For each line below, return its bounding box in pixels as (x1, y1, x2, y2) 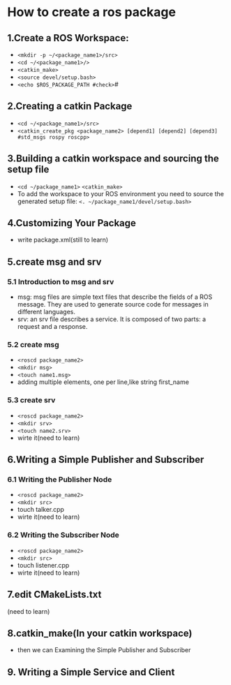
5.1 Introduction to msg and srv (7, 277, 114, 286)
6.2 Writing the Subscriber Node (7, 530, 120, 540)
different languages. (17, 308, 75, 316)
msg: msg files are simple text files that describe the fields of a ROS (17, 293, 213, 301)
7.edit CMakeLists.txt (7, 589, 102, 601)
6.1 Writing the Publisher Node (7, 475, 112, 485)
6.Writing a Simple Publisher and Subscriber (7, 454, 204, 466)
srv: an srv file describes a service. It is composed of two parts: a (17, 315, 206, 323)
